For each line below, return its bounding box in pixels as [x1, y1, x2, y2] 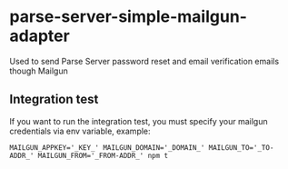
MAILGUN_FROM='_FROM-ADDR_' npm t [37, 151, 169, 160]
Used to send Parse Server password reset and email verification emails [9, 55, 280, 66]
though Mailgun [9, 65, 68, 76]
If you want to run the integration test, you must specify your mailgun [9, 115, 268, 126]
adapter [9, 25, 70, 46]
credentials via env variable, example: [9, 125, 152, 136]
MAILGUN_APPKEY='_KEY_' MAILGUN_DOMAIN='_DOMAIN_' [9, 143, 205, 152]
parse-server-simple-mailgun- [9, 6, 248, 27]
